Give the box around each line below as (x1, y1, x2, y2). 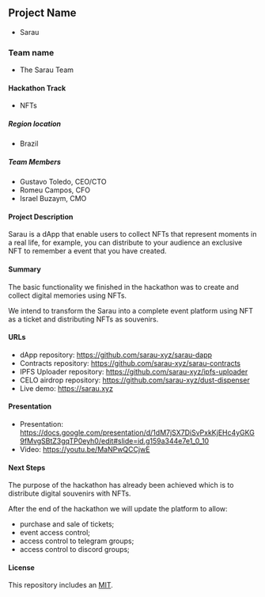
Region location (8, 119, 62, 128)
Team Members (8, 157, 62, 166)
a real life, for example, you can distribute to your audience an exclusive (8, 238, 243, 248)
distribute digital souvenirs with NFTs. (8, 489, 131, 498)
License (8, 562, 36, 572)
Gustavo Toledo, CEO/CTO (19, 177, 107, 187)
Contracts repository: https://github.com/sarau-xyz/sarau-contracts (19, 358, 241, 367)
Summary (8, 264, 41, 274)
